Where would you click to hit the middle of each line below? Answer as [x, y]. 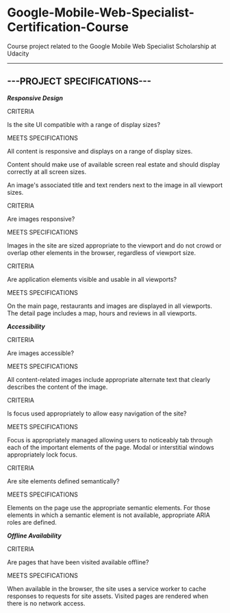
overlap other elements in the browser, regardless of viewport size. [102, 252]
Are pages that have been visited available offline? [78, 562]
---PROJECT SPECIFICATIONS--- [79, 81]
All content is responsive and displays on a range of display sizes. [100, 151]
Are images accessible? [40, 353]
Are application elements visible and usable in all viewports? [92, 279]
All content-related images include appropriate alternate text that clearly [109, 379]
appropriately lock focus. [42, 455]
